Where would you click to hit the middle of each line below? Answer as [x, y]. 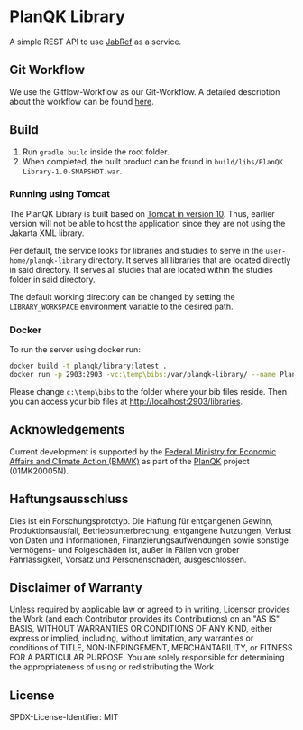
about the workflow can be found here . [82, 101]
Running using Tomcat [60, 194]
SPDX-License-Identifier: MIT [64, 717]
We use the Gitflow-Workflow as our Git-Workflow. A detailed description [145, 91]
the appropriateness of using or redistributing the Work [112, 667]
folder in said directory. [53, 279]
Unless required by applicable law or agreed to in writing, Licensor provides [150, 609]
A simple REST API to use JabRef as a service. [96, 42]
